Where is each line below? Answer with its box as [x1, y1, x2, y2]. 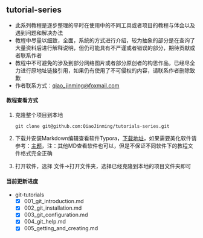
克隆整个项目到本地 [14, 111, 63, 119]
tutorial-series [6, 5, 62, 15]
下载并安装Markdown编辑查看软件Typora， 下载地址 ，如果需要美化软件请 [14, 135, 197, 142]
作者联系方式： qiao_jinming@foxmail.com [14, 81, 120, 89]
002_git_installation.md [24, 204, 82, 211]
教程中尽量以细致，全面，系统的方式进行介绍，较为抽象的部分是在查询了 [14, 36, 195, 44]
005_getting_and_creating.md [24, 225, 98, 232]
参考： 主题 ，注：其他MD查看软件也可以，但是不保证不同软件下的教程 [14, 142, 188, 149]
